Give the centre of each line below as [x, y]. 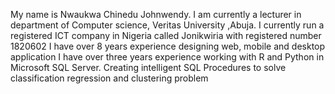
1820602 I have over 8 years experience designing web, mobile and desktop [168, 46]
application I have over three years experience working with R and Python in [167, 57]
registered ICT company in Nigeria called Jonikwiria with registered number [166, 35]
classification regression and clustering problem [109, 78]
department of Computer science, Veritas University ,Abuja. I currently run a [167, 25]
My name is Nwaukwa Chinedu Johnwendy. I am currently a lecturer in [156, 14]
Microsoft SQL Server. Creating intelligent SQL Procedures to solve [148, 67]
